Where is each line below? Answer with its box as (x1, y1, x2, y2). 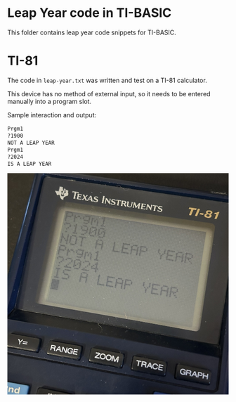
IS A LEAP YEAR (7, 160, 52, 167)
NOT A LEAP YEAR (7, 139, 55, 146)
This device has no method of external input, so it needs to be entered (7, 89, 211, 98)
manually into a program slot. (7, 97, 92, 105)
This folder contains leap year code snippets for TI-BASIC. (7, 28, 177, 37)
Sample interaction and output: (7, 110, 97, 119)
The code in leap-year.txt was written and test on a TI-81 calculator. (7, 76, 207, 84)
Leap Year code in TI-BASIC (7, 5, 172, 21)
